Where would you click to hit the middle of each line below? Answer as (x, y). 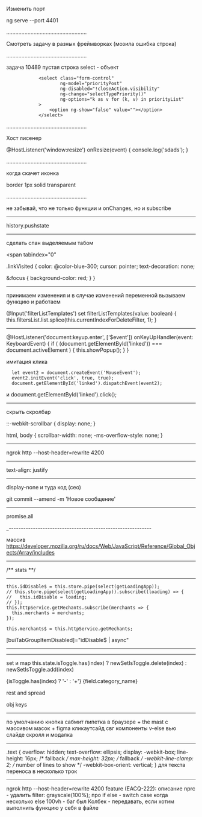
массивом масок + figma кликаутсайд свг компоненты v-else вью (91, 728)
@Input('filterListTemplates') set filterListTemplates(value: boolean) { (91, 313)
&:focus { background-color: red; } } (51, 278)
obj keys (17, 704)
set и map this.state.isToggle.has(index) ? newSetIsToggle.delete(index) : (96, 663)
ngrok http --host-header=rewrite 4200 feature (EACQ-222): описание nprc (101, 789)
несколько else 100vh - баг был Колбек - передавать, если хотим (90, 801)
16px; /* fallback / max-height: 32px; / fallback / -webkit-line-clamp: (109, 758)
